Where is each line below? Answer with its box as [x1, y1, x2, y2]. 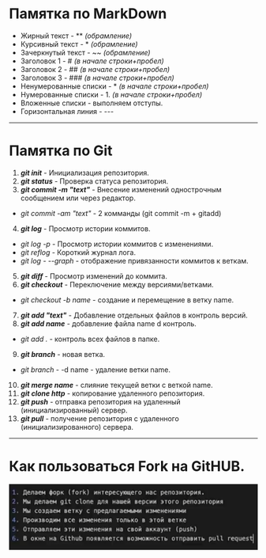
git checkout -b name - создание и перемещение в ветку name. [20, 294, 234, 305]
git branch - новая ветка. [20, 349, 106, 359]
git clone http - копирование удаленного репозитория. [20, 389, 205, 398]
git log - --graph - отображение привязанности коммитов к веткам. [20, 256, 249, 265]
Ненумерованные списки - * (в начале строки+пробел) [20, 81, 209, 91]
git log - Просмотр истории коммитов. [20, 223, 151, 233]
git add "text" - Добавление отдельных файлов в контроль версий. [20, 310, 248, 320]
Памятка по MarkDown [9, 5, 167, 23]
